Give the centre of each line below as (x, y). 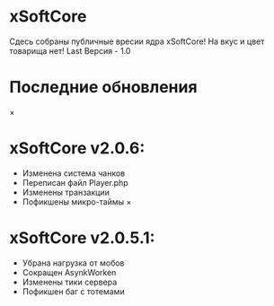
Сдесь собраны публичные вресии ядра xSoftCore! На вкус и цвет (137, 41)
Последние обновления (103, 87)
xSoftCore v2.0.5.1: (82, 238)
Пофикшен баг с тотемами (73, 291)
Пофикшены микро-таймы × (77, 201)
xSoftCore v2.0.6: (77, 149)
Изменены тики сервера (70, 282)
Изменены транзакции (66, 192)
